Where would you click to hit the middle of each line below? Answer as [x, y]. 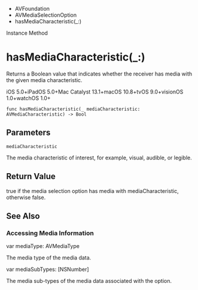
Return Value [31, 176]
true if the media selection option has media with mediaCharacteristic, [92, 191]
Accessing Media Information [50, 233]
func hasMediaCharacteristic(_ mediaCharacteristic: [73, 109]
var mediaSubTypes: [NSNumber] [48, 270]
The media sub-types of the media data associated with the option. [89, 281]
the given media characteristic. [44, 80]
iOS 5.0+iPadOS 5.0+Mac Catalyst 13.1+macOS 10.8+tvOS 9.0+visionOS [95, 92]
